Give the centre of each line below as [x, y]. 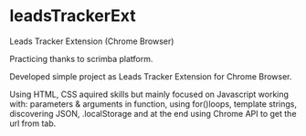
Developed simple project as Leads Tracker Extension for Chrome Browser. [151, 76]
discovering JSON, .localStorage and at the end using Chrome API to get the [153, 113]
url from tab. [33, 123]
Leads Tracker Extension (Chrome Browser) [92, 41]
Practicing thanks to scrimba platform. [81, 58]
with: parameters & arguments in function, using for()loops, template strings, [153, 104]
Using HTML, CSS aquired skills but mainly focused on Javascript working [149, 94]
